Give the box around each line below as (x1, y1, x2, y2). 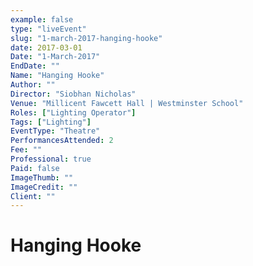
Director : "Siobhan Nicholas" (10, 89, 137, 99)
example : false (10, 14, 74, 25)
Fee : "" (10, 145, 43, 155)
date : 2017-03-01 (10, 42, 83, 53)
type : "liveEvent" (10, 24, 87, 34)
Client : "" (10, 191, 56, 201)
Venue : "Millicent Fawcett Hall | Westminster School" (10, 98, 244, 108)
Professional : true (10, 154, 92, 164)
